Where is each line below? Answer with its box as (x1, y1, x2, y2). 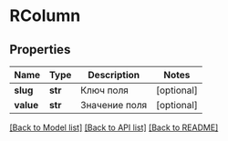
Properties (9, 42, 71, 57)
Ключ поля (80, 84, 130, 96)
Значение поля (80, 99, 148, 111)
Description (88, 69, 140, 81)
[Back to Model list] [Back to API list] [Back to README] (9, 122, 219, 133)
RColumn (9, 5, 81, 26)
